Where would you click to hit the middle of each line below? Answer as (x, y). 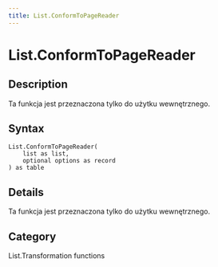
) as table (26, 168)
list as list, (46, 154)
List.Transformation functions (57, 256)
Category (32, 236)
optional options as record (69, 161)
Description (38, 84)
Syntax (26, 129)
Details (26, 192)
